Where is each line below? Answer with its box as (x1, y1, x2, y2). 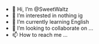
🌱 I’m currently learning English (11, 18, 89, 25)
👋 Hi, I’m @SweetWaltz (11, 6, 69, 12)
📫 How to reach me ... (11, 32, 68, 38)
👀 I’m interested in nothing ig (11, 12, 83, 19)
